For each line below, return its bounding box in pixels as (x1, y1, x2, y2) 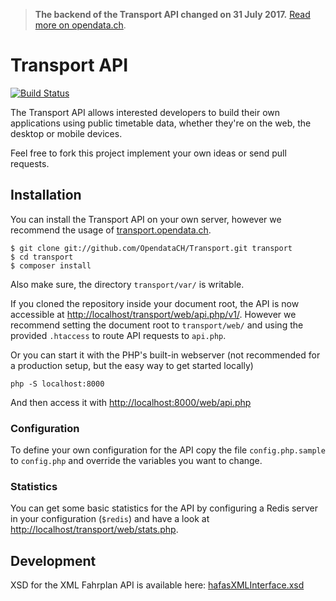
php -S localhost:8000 (10, 379, 105, 389)
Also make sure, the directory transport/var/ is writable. (10, 278, 245, 290)
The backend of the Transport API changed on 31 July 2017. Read (34, 9, 311, 20)
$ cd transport (10, 252, 74, 262)
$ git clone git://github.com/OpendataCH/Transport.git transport (10, 243, 293, 253)
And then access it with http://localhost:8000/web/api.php (10, 396, 252, 408)
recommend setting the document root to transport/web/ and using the (10, 319, 304, 331)
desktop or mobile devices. (10, 127, 123, 139)
